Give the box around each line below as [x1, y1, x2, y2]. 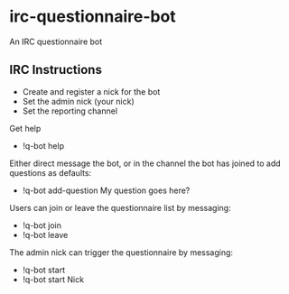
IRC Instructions [9, 62, 102, 78]
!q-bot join [22, 219, 61, 231]
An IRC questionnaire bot [9, 36, 103, 47]
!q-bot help [22, 140, 65, 151]
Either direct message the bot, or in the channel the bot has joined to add [9, 158, 282, 169]
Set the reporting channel [22, 106, 118, 116]
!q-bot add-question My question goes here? [22, 185, 191, 196]
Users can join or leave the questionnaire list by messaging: [9, 202, 232, 213]
